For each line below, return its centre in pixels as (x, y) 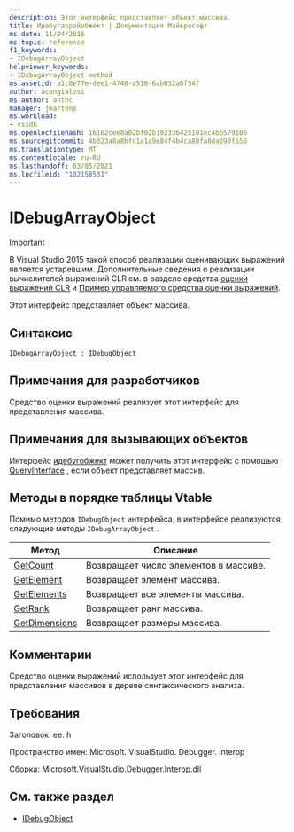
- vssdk (23, 125)
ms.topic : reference (47, 42)
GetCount (34, 566)
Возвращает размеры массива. (154, 624)
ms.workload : (33, 116)
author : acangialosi (47, 91)
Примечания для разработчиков (105, 381)
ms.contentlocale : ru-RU (55, 157)
